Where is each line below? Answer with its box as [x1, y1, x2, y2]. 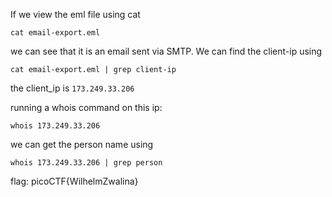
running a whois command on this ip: [10, 102, 163, 113]
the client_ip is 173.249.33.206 [10, 82, 135, 94]
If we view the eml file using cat [10, 9, 141, 20]
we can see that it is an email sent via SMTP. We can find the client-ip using [10, 45, 323, 57]
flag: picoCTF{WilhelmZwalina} [10, 175, 139, 187]
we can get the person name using [10, 139, 154, 150]
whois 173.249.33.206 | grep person [10, 158, 163, 168]
